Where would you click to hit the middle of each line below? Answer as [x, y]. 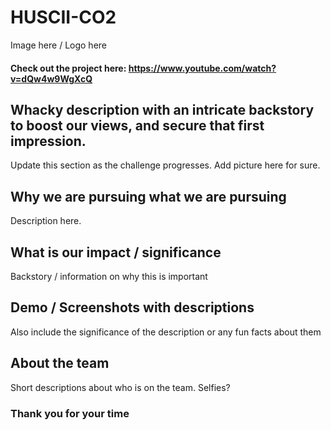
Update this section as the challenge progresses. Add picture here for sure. [165, 165]
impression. [48, 141]
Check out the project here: [68, 68]
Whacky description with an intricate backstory [162, 109]
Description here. [46, 221]
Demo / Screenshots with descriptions [132, 307]
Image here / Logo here [58, 45]
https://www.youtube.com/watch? [202, 68]
